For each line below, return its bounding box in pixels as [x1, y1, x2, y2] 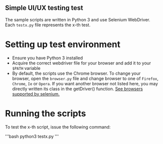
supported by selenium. [12, 91, 60, 96]
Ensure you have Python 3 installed [12, 55, 83, 61]
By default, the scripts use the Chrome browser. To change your [12, 70, 141, 76]
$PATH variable [12, 65, 40, 71]
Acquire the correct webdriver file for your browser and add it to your [12, 60, 151, 66]
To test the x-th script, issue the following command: [5, 124, 111, 130]
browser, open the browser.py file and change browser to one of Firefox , [12, 75, 159, 81]
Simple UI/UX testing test [5, 4, 84, 12]
